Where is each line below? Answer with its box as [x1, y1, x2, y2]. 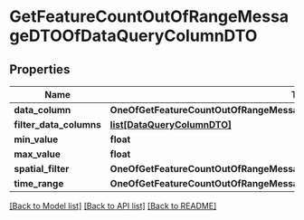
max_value [14, 148, 62, 160]
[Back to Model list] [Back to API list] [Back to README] [9, 201, 217, 211]
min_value [14, 133, 59, 146]
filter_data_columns [14, 119, 102, 130]
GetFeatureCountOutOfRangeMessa [9, 6, 290, 27]
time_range [14, 177, 64, 189]
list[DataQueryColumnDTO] [109, 119, 233, 130]
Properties [9, 62, 71, 77]
